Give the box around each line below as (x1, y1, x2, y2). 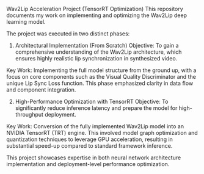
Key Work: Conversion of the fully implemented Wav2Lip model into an (6, 123, 184, 130)
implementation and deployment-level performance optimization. (6, 161, 170, 167)
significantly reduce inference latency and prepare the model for (15, 104, 178, 112)
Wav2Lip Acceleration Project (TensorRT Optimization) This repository (6, 5, 183, 12)
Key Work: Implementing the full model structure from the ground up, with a (6, 67, 197, 74)
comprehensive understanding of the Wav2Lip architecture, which (15, 48, 182, 56)
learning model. (6, 18, 46, 25)
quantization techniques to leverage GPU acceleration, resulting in (6, 136, 173, 143)
